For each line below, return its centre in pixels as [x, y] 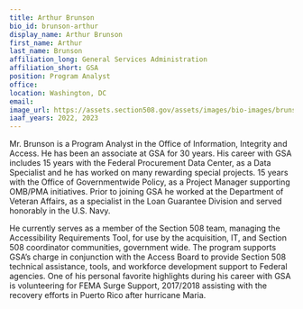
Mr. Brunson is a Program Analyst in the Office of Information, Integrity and [148, 144]
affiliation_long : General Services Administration [108, 59]
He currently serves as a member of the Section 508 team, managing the [145, 228]
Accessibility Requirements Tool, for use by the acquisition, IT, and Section [148, 238]
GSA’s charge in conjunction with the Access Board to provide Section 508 [148, 257]
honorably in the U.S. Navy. [60, 211]
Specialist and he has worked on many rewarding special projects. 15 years [149, 173]
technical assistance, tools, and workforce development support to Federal [148, 267]
